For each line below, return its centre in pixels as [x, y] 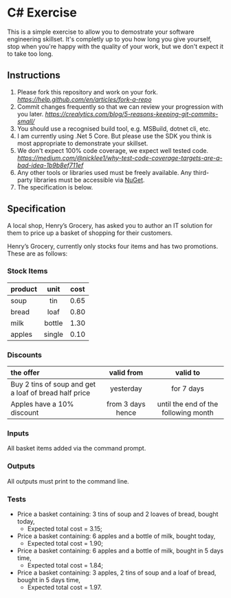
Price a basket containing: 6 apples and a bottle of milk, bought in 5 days [120, 551]
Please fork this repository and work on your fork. [87, 92]
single [54, 334]
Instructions [34, 75]
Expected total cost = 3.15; [65, 529]
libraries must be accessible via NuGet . [89, 180]
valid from [126, 373]
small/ [26, 121]
